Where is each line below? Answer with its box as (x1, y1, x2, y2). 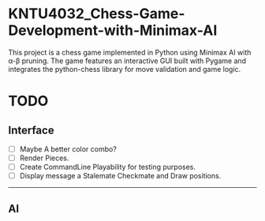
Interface (8, 123, 54, 137)
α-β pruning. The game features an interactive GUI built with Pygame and (8, 56, 247, 66)
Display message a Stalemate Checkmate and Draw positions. (19, 171, 222, 181)
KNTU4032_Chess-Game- (8, 5, 185, 23)
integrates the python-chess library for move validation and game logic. (8, 64, 241, 73)
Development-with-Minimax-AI (8, 21, 218, 39)
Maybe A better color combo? (19, 144, 117, 154)
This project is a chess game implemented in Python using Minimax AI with (8, 47, 252, 57)
